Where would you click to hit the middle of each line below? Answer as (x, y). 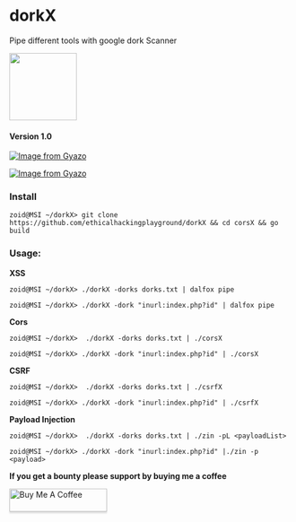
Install (23, 196)
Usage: (26, 254)
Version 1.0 (30, 136)
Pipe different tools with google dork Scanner (93, 40)
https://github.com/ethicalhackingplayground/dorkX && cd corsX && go (144, 223)
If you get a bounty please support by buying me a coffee (118, 475)
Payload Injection (43, 419)
